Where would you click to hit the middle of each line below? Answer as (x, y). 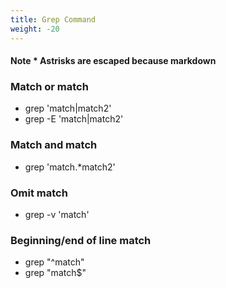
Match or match (49, 87)
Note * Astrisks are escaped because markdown (113, 61)
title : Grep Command (53, 19)
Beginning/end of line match (81, 240)
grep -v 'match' (57, 214)
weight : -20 (35, 29)
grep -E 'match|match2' (74, 119)
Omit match (39, 193)
